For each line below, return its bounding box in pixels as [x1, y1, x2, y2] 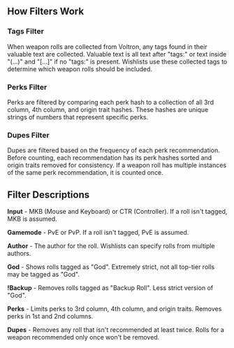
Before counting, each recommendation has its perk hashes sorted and [7, 154, 212, 162]
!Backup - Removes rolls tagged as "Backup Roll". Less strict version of [7, 284, 214, 292]
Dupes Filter [7, 130, 50, 140]
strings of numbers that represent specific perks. [7, 113, 149, 121]
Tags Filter [7, 27, 44, 36]
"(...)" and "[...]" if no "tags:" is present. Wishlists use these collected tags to [7, 57, 228, 66]
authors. [7, 249, 31, 258]
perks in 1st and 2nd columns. [7, 312, 94, 321]
